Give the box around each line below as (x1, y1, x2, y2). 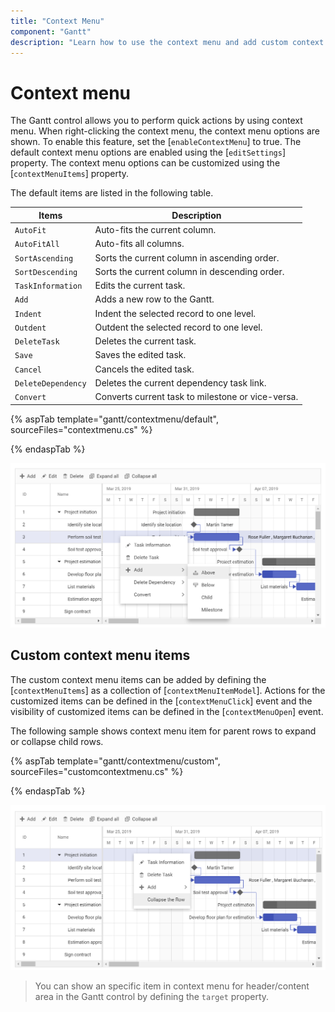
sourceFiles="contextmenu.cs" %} (10, 423, 153, 435)
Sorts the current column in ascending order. (94, 251, 280, 264)
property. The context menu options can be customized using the (10, 157, 281, 169)
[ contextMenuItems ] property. (10, 168, 130, 180)
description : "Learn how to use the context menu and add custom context (10, 37, 325, 47)
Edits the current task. (94, 280, 186, 292)
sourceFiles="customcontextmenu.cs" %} (10, 765, 184, 777)
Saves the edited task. (94, 349, 187, 361)
